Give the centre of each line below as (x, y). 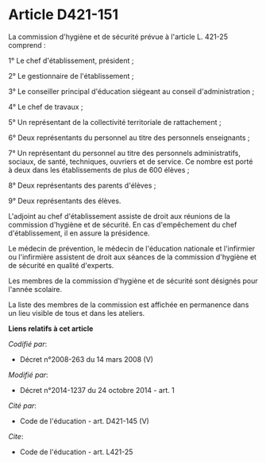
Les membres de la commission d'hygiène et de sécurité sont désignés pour (133, 281)
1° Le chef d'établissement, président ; (71, 60)
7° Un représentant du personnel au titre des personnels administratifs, (124, 153)
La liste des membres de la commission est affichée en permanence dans (129, 305)
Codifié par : (28, 344)
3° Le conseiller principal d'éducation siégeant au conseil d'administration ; (131, 91)
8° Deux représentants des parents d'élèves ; (82, 185)
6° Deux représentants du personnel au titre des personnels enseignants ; (129, 138)
